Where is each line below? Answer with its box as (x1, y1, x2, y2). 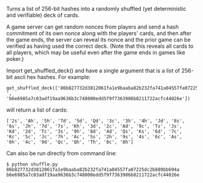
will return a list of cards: (6, 106, 68, 114)
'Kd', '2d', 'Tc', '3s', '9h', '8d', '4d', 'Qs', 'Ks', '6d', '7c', (6, 129, 182, 135)
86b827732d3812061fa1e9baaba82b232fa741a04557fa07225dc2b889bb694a (6, 167, 180, 173)
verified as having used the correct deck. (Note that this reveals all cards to (6, 42, 194, 50)
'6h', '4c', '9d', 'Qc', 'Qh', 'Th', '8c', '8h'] (6, 139, 134, 145)
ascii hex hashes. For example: (14, 74, 91, 80)
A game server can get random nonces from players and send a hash (6, 24, 179, 30)
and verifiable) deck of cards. (6, 11, 80, 19)
